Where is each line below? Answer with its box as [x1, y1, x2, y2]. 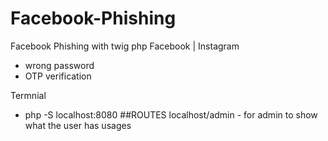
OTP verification [24, 70, 92, 82]
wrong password [24, 59, 95, 71]
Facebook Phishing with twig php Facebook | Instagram [10, 40, 240, 52]
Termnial [10, 89, 47, 101]
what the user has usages [24, 119, 132, 131]
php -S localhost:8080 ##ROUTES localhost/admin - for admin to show [24, 108, 318, 121]
